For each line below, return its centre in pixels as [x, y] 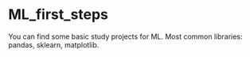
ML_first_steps [59, 15]
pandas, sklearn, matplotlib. [54, 44]
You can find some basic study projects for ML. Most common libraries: [125, 36]
